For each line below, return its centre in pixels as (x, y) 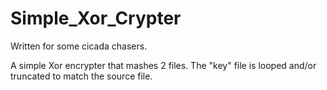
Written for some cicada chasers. (79, 46)
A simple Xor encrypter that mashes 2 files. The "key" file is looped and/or (163, 65)
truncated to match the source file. (81, 76)
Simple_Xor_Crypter (96, 18)
